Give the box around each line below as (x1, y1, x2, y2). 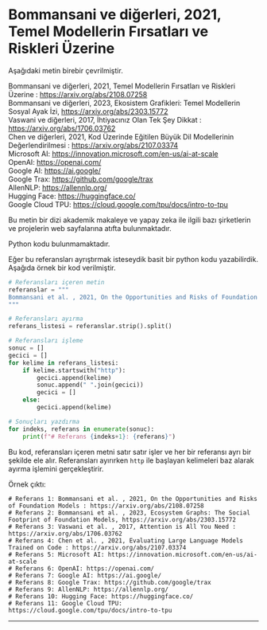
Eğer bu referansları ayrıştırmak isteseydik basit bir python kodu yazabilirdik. (8, 254, 258, 264)
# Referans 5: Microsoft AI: (8, 550, 105, 558)
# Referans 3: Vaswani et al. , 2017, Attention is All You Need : (8, 522, 237, 530)
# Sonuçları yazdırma (8, 417, 80, 425)
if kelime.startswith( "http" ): (22, 366, 126, 374)
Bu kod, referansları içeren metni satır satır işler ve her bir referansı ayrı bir (8, 447, 252, 456)
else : (22, 396, 41, 404)
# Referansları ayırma (8, 315, 83, 323)
